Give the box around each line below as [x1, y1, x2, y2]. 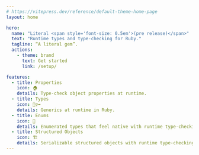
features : [6, 74, 31, 80]
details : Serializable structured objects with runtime [17, 140, 158, 146]
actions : [11, 47, 33, 53]
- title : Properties [11, 79, 62, 86]
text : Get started [21, 57, 68, 64]
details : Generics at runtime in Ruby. [17, 107, 115, 113]
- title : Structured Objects [11, 129, 84, 135]
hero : [6, 25, 20, 31]
